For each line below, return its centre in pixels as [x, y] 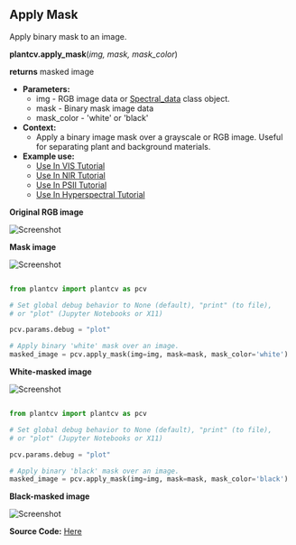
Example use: [48, 156]
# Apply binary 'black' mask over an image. [94, 471]
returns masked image [52, 71]
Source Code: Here [46, 531]
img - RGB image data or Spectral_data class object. [133, 98]
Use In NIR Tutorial [70, 175]
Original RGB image [46, 212]
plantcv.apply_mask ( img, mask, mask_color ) [94, 54]
